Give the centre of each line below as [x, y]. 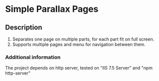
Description [24, 27]
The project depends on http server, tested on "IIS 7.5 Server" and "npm [79, 68]
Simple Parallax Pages [52, 9]
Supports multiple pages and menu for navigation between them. [79, 44]
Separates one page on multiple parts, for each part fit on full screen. [83, 39]
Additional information [33, 57]
